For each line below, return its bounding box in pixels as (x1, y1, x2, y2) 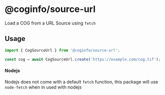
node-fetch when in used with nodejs (5, 84, 82, 90)
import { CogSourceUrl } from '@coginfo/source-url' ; (5, 47, 121, 53)
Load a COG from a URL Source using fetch (5, 20, 96, 26)
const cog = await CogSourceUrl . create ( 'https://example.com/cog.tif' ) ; (5, 56, 161, 62)
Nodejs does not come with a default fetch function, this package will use (5, 78, 158, 84)
